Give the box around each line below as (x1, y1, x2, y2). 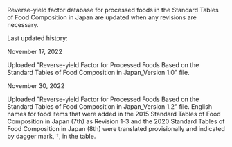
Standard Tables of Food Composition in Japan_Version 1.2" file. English (7, 103, 213, 110)
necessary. (7, 21, 39, 28)
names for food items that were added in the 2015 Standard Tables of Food (7, 110, 221, 118)
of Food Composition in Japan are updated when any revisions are (7, 13, 197, 21)
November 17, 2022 (7, 48, 62, 55)
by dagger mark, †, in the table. (7, 132, 96, 140)
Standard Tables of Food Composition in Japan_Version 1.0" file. (7, 69, 190, 76)
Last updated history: (7, 34, 68, 42)
